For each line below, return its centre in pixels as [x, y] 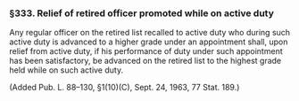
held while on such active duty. [66, 70]
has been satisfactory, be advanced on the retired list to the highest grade [145, 61]
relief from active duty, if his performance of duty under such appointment [146, 51]
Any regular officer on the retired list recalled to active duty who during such [150, 33]
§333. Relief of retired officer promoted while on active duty [142, 13]
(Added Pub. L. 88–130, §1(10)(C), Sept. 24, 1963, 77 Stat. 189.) [125, 88]
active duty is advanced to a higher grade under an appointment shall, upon [149, 42]
